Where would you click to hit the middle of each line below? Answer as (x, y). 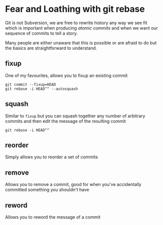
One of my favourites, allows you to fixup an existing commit (66, 75)
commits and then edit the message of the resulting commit (65, 121)
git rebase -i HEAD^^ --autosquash (42, 89)
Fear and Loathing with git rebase (75, 9)
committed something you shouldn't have (47, 190)
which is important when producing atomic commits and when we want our (81, 28)
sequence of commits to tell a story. (41, 33)
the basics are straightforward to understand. (51, 48)
